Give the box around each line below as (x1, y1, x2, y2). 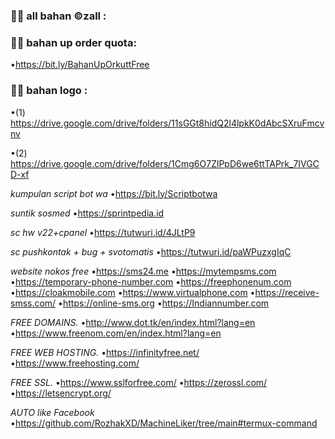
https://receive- (254, 286, 320, 298)
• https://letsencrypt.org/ (10, 387, 112, 399)
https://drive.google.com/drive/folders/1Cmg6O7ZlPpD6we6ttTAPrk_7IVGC (10, 157, 320, 169)
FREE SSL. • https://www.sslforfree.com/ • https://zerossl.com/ (10, 376, 268, 388)
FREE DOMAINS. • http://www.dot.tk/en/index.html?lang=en (10, 316, 256, 328)
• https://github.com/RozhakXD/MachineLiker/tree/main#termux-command (10, 417, 318, 429)
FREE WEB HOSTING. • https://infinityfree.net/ (10, 346, 200, 358)
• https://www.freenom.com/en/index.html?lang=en (10, 327, 222, 339)
